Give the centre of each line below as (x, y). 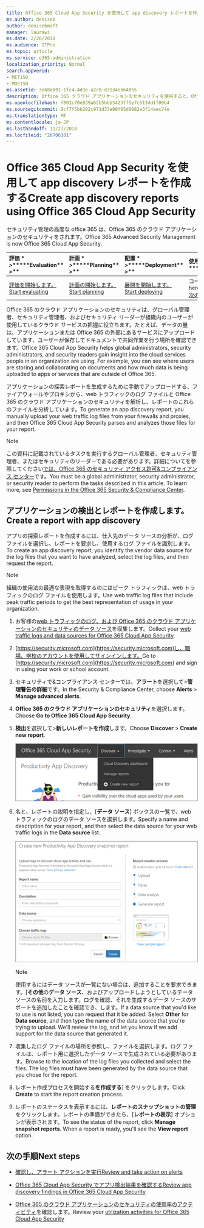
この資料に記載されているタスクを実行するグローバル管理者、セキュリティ (99, 453)
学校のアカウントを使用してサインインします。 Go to (91, 656)
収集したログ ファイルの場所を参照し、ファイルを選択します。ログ (98, 1046)
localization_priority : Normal (46, 64)
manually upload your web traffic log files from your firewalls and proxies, (98, 416)
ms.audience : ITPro (31, 45)
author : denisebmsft (32, 26)
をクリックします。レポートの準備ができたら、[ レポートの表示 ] (94, 1115)
